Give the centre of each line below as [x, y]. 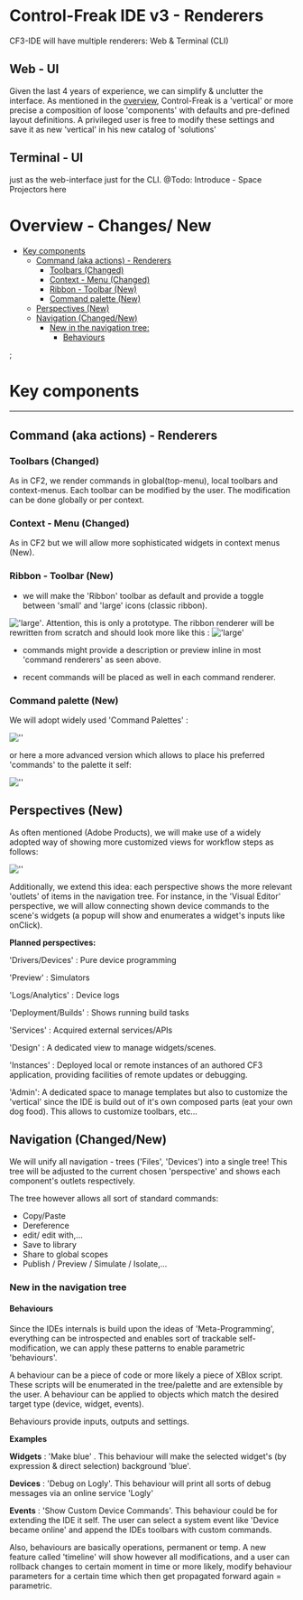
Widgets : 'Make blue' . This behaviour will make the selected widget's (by [148, 1456]
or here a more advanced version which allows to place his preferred [137, 755]
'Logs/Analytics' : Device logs [64, 995]
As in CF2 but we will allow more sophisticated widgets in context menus [145, 543]
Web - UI [34, 69]
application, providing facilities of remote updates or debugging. [129, 1074]
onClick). [26, 925]
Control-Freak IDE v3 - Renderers [137, 16]
